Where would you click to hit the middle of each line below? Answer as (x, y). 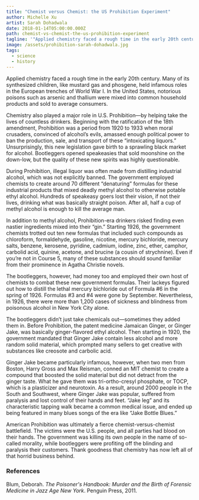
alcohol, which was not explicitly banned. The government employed (90, 177)
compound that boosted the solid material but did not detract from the (92, 375)
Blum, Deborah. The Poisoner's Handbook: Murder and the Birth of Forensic (99, 484)
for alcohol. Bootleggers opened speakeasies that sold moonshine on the (95, 153)
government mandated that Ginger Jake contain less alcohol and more (92, 338)
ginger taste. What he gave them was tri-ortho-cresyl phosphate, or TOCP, (97, 381)
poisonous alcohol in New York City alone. (58, 307)
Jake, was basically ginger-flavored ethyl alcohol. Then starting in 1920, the (98, 332)
